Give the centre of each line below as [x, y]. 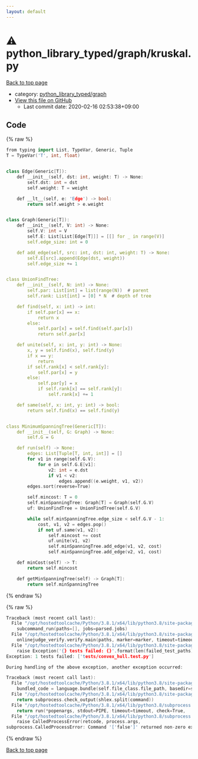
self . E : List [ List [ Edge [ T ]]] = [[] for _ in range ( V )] [96, 237]
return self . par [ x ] [61, 334]
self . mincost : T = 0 [52, 498]
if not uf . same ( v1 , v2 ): [68, 530]
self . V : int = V [47, 231]
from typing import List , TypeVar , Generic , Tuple [70, 150]
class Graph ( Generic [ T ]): [38, 220]
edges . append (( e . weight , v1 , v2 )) [101, 481]
